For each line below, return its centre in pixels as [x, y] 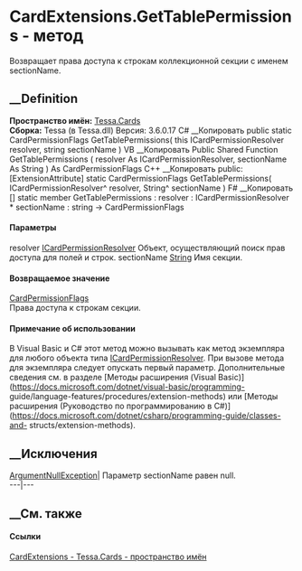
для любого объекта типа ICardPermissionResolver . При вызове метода [147, 358]
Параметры [33, 228]
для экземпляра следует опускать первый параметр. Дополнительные [147, 368]
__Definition [44, 99]
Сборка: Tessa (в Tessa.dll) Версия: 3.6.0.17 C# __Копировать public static [151, 130]
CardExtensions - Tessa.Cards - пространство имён [108, 557]
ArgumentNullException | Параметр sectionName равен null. [123, 475]
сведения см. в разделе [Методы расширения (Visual [113, 378]
